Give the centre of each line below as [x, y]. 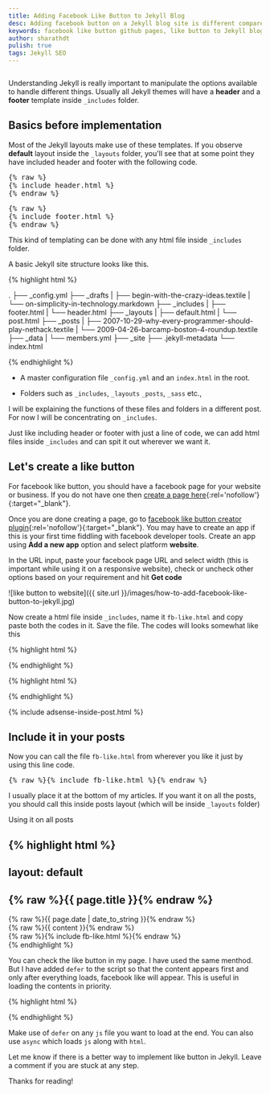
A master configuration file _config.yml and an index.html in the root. [135, 377]
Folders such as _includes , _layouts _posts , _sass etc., [111, 393]
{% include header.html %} [61, 185]
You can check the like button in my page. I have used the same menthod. [131, 960]
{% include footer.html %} [61, 216]
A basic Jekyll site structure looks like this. [79, 264]
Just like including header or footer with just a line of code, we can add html [134, 433]
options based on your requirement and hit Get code [95, 577]
